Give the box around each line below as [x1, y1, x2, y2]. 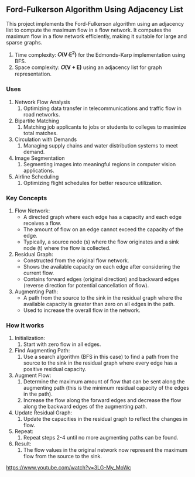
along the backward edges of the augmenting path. [23, 403, 148, 410]
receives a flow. [23, 219, 61, 227]
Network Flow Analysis [14, 98, 70, 105]
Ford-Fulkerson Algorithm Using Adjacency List [6, 5, 183, 15]
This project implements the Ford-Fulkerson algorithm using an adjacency [6, 20, 184, 27]
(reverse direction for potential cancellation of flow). [23, 282, 149, 289]
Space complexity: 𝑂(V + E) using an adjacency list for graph [14, 64, 162, 71]
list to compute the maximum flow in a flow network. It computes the [6, 26, 172, 33]
